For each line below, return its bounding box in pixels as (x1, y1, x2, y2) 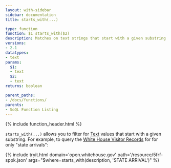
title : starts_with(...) (5, 17, 58, 22)
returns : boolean (5, 83, 42, 89)
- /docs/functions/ (5, 97, 47, 102)
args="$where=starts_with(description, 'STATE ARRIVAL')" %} (28, 157, 160, 163)
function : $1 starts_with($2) (5, 31, 70, 36)
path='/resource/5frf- (117, 152, 163, 158)
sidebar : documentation (5, 12, 56, 17)
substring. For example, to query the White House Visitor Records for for (5, 136, 158, 142)
